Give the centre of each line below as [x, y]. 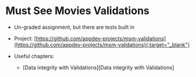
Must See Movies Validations [78, 11]
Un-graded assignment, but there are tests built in [74, 27]
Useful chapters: [34, 56]
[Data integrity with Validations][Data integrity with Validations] [98, 67]
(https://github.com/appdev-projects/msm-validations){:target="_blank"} [102, 45]
